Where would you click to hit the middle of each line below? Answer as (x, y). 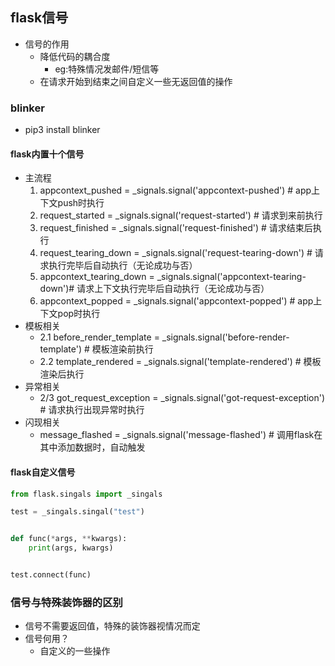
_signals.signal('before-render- (225, 337)
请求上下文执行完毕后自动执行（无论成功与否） (173, 289)
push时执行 (81, 203)
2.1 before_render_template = (99, 337)
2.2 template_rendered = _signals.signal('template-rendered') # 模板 (180, 362)
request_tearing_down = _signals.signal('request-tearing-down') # (176, 253)
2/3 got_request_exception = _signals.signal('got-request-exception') (182, 398)
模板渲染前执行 (122, 349)
